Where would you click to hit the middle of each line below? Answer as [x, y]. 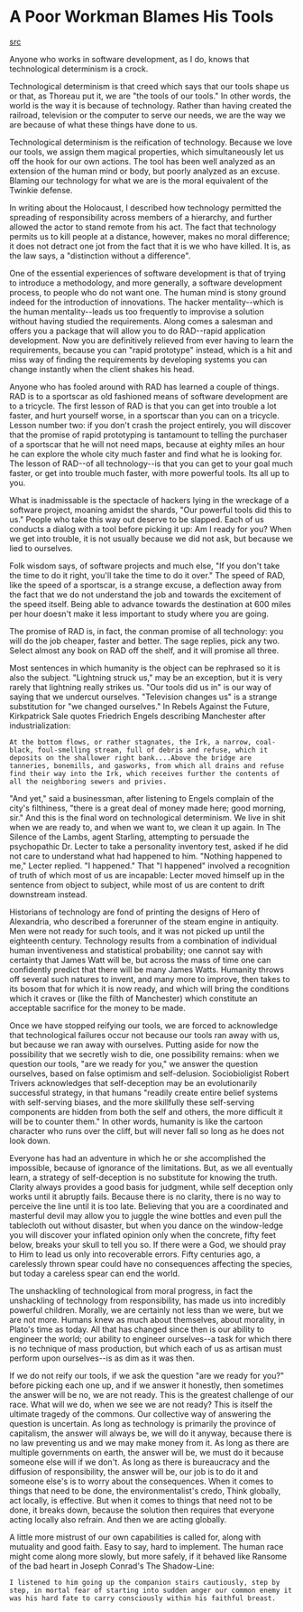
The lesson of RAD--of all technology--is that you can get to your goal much [151, 464]
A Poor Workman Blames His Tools [142, 17]
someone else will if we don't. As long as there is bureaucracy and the [140, 1462]
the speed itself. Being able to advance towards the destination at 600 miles [150, 604]
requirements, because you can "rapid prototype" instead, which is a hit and [151, 350]
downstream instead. [49, 894]
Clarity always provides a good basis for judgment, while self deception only [151, 1186]
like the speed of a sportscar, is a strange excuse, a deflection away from [146, 585]
